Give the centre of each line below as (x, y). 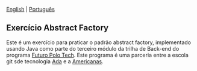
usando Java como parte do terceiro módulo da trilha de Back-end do (93, 48)
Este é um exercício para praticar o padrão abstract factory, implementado (99, 42)
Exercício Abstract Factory (58, 28)
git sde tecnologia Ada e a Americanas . (55, 61)
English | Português (31, 9)
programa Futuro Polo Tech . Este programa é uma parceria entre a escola (97, 55)
